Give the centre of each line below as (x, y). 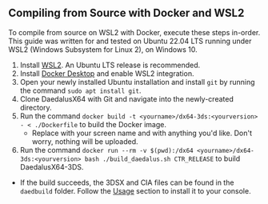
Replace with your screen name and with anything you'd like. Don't (142, 133)
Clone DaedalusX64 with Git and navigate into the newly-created (126, 98)
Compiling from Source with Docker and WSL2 (126, 13)
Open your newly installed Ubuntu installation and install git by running (137, 82)
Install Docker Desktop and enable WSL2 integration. (107, 73)
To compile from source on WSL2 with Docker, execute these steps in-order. (134, 32)
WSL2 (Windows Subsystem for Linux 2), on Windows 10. (103, 49)
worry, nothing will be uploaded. (85, 141)
